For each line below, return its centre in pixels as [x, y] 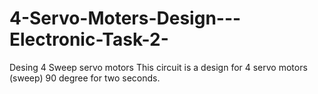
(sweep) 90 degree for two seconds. [85, 78]
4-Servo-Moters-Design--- [125, 18]
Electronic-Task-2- [89, 39]
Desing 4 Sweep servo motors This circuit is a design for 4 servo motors [158, 67]
